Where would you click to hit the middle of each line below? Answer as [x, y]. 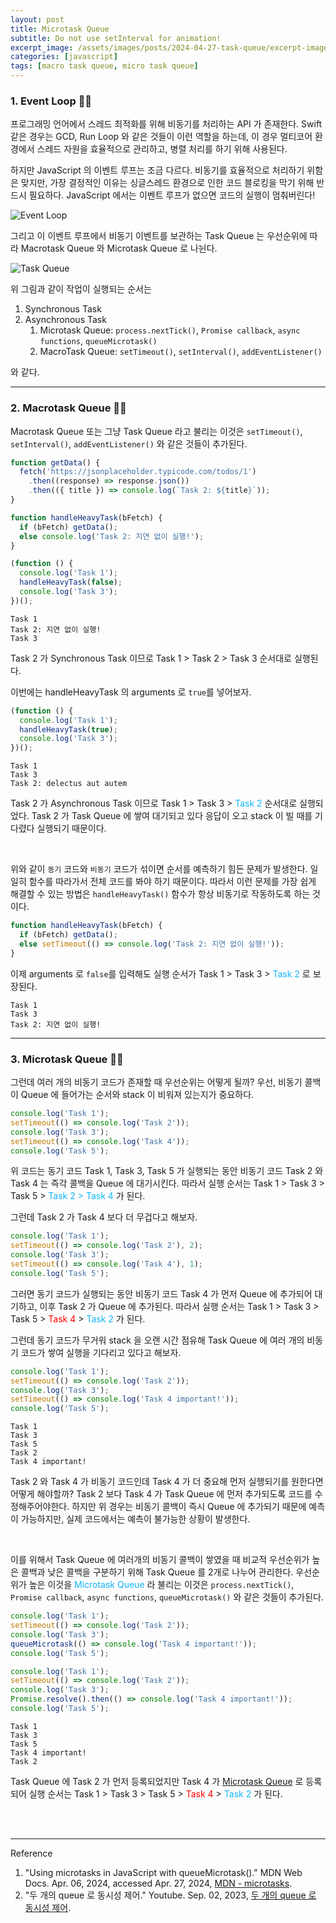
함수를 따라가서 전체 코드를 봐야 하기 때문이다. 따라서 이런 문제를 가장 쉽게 [172, 882]
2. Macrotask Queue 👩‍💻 [68, 408]
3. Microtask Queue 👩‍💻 [67, 1059]
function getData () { [55, 462]
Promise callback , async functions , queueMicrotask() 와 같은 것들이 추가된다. [167, 1597]
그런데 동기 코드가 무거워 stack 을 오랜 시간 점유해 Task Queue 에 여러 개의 [157, 1340]
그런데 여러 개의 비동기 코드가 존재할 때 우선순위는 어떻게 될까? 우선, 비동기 [156, 1082]
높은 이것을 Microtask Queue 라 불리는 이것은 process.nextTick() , [161, 1585]
